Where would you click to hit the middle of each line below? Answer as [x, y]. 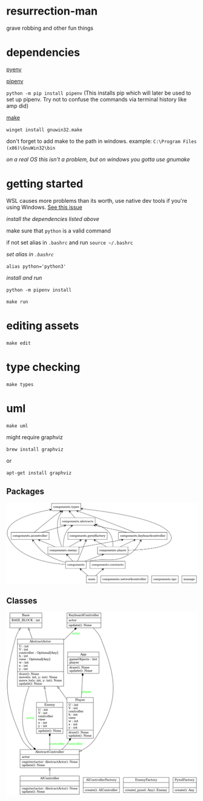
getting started [45, 184]
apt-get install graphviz [39, 473]
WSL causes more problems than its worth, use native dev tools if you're [97, 200]
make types [20, 384]
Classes [22, 600]
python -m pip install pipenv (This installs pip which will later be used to [99, 93]
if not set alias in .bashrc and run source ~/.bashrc [70, 242]
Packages [25, 492]
